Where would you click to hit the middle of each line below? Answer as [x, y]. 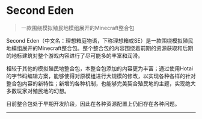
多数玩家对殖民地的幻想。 [38, 91]
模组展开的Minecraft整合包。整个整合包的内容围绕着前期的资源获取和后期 [102, 48]
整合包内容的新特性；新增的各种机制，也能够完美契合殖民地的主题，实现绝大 [101, 83]
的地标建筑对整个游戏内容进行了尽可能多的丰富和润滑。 [75, 55]
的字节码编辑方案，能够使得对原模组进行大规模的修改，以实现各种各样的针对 [101, 76]
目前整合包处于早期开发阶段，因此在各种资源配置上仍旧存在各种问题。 [93, 103]
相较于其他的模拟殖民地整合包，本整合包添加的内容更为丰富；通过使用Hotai [100, 68]
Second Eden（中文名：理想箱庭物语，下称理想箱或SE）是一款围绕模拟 [95, 40]
